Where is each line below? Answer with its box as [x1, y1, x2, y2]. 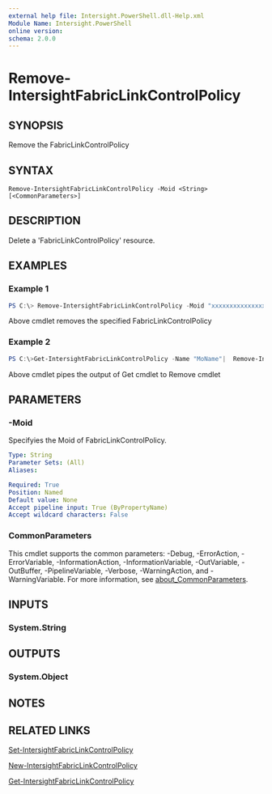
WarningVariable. [8, 574, 66, 584]
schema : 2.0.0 [8, 34, 57, 43]
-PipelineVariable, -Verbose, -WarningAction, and [44, 566, 209, 575]
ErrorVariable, [8, 557, 55, 567]
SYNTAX [8, 163, 54, 177]
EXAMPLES [8, 259, 67, 273]
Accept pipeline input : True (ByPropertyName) [8, 503, 168, 512]
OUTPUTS [8, 647, 61, 660]
